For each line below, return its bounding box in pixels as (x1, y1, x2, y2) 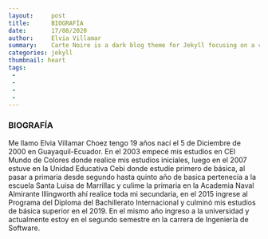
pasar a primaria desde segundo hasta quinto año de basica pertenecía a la (8, 172, 257, 181)
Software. (8, 223, 41, 233)
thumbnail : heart (8, 57, 66, 65)
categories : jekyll (8, 49, 73, 57)
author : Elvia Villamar (8, 34, 102, 42)
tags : (8, 64, 26, 72)
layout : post (8, 11, 66, 20)
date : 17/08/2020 (8, 26, 88, 34)
